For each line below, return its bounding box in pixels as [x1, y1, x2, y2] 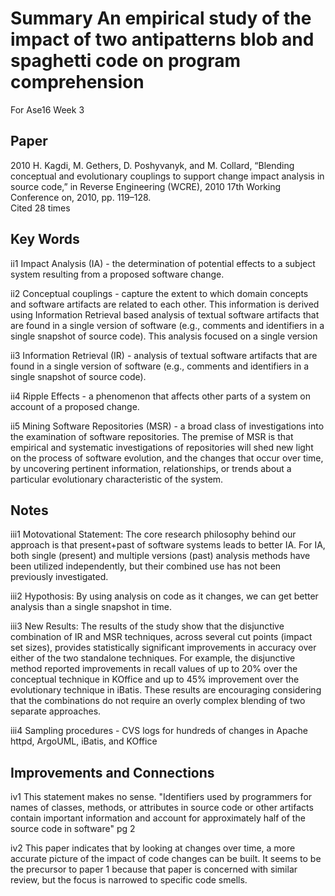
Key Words [10, 231, 80, 248]
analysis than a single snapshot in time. [10, 601, 172, 613]
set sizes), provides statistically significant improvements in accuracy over [10, 642, 317, 654]
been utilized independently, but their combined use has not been [10, 560, 282, 572]
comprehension [10, 71, 145, 94]
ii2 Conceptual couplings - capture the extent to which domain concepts [10, 287, 309, 299]
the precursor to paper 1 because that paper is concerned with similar [10, 863, 298, 876]
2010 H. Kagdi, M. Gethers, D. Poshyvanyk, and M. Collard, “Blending [10, 159, 295, 171]
